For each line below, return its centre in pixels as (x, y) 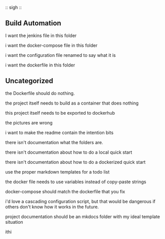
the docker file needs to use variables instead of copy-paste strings (76, 182)
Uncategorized (29, 81)
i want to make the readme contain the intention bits (59, 132)
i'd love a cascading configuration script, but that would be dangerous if (80, 201)
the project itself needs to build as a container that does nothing (72, 103)
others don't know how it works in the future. (52, 207)
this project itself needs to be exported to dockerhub (60, 113)
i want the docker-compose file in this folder (51, 45)
